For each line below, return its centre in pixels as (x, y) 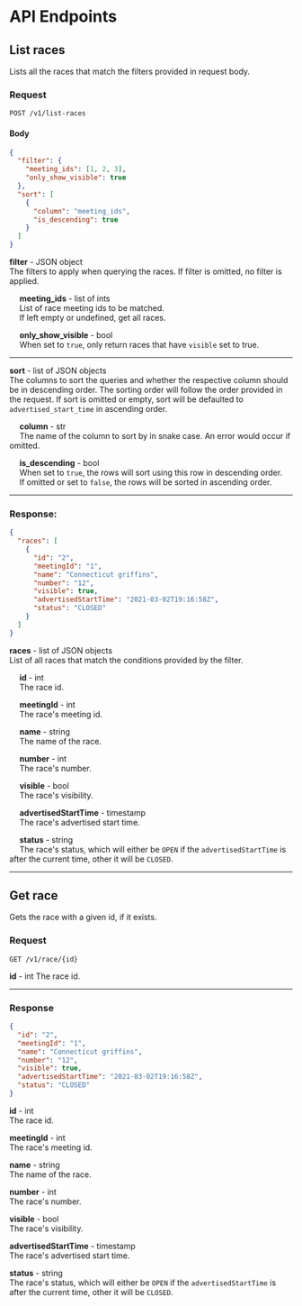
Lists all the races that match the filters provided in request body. (129, 71)
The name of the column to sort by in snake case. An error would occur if (155, 436)
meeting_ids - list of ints (65, 298)
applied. (24, 281)
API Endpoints (63, 17)
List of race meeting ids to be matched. (92, 308)
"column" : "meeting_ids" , (81, 211)
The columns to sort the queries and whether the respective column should (149, 380)
